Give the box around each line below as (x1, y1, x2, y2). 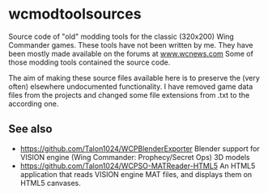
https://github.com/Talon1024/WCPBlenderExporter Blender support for (19, 143, 261, 154)
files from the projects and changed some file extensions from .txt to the (8, 90, 250, 99)
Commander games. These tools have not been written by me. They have (8, 40, 253, 49)
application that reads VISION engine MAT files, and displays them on (19, 169, 253, 179)
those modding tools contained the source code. (8, 57, 171, 67)
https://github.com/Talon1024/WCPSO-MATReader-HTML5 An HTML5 (19, 161, 256, 171)
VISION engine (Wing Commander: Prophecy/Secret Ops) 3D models (19, 152, 250, 162)
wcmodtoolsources (8, 5, 142, 23)
